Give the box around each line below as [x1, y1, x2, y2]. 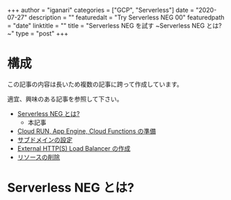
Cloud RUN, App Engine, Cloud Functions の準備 [17, 126, 157, 135]
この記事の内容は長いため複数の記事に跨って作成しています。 [7, 80, 183, 88]
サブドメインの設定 [17, 135, 73, 144]
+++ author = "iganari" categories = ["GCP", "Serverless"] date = [7, 6, 195, 14]
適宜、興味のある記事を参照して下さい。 [7, 94, 123, 103]
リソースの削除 [17, 153, 61, 161]
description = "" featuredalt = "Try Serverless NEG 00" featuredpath [29, 13, 225, 22]
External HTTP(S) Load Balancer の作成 [17, 144, 131, 152]
